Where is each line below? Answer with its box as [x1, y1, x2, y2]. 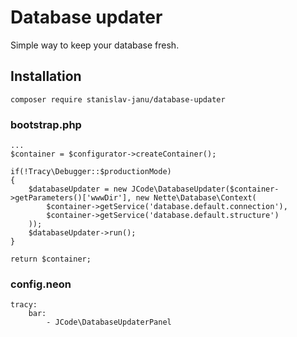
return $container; [10, 254, 92, 265]
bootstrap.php [10, 117, 82, 131]
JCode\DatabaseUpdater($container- [131, 184, 280, 195]
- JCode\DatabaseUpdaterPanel [46, 317, 172, 328]
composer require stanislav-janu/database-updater [10, 94, 226, 105]
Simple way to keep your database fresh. [10, 39, 180, 51]
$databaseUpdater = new [28, 184, 128, 195]
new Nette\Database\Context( [135, 193, 257, 203]
